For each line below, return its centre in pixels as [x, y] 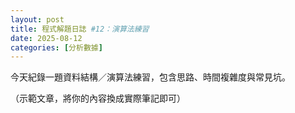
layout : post [37, 19]
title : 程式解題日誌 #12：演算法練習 [80, 29]
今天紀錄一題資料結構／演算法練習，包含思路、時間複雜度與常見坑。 [150, 77]
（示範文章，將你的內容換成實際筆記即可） [98, 98]
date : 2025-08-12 [46, 38]
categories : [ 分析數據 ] [56, 47]
